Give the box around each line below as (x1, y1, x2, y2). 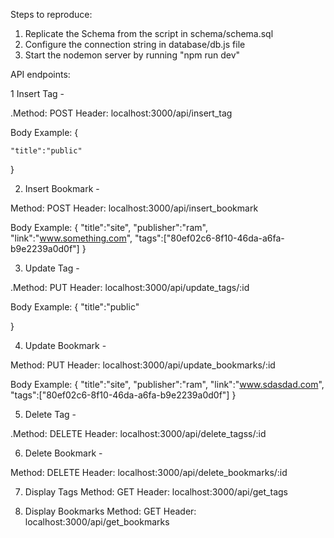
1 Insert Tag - (10, 88, 65, 99)
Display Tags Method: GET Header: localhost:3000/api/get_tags (24, 486, 288, 498)
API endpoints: (10, 69, 71, 80)
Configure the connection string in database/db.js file (24, 39, 246, 50)
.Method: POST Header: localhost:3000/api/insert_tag (10, 107, 233, 119)
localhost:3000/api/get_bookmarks (24, 516, 170, 528)
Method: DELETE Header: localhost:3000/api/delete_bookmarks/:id (10, 467, 288, 478)
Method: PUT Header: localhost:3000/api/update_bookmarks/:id (10, 359, 276, 371)
